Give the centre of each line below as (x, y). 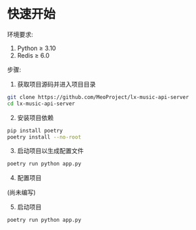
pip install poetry (35, 130)
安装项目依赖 (35, 117)
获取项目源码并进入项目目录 (56, 84)
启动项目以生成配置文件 (50, 151)
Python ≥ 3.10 (36, 48)
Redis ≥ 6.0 (33, 55)
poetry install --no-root (44, 137)
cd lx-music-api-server (41, 104)
